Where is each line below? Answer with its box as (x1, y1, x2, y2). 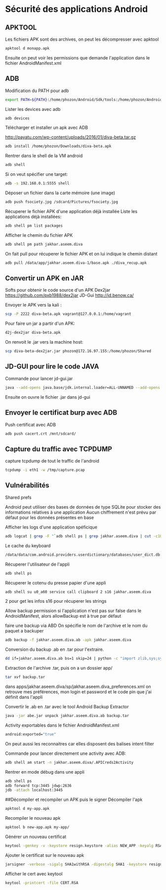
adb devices (5, 115, 30, 121)
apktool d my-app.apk (5, 806, 50, 811)
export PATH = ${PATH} (5, 97, 48, 102)
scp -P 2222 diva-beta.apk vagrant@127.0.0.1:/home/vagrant (5, 312, 132, 316)
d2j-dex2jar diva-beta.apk (5, 330, 61, 335)
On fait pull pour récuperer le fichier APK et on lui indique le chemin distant (5, 251, 158, 257)
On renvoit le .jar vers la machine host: (5, 339, 83, 345)
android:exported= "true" (5, 732, 56, 736)
